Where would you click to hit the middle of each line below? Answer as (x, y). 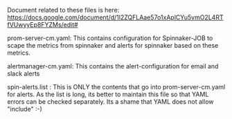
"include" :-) (25, 109)
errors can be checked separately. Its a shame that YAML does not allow (110, 102)
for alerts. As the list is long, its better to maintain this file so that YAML (108, 94)
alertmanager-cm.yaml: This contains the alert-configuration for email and (113, 66)
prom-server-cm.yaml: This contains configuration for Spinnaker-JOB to (110, 38)
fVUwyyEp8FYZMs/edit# (43, 25)
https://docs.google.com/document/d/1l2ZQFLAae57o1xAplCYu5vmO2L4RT (115, 17)
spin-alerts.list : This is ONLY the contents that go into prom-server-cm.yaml (116, 87)
